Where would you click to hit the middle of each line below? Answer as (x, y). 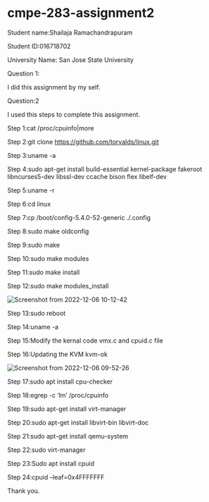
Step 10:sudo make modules (48, 258)
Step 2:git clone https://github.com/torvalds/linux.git (83, 142)
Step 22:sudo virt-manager (46, 450)
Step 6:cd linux (29, 204)
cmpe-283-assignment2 (81, 13)
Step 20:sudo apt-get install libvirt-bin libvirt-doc (78, 422)
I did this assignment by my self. (54, 87)
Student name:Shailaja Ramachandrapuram (70, 32)
